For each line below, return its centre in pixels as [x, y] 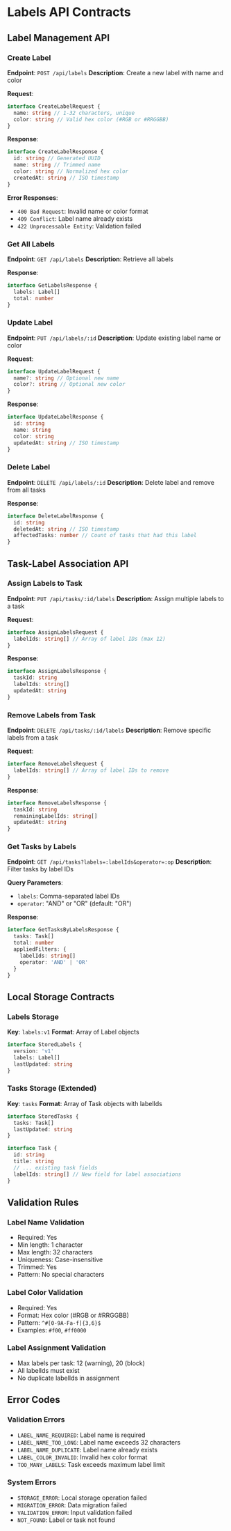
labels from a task [33, 738]
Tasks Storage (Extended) [52, 1089]
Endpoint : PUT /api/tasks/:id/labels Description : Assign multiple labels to [115, 598]
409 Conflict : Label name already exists [75, 218]
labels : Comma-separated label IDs [68, 896]
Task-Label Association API [68, 564]
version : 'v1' [34, 1051]
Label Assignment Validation [57, 1348]
